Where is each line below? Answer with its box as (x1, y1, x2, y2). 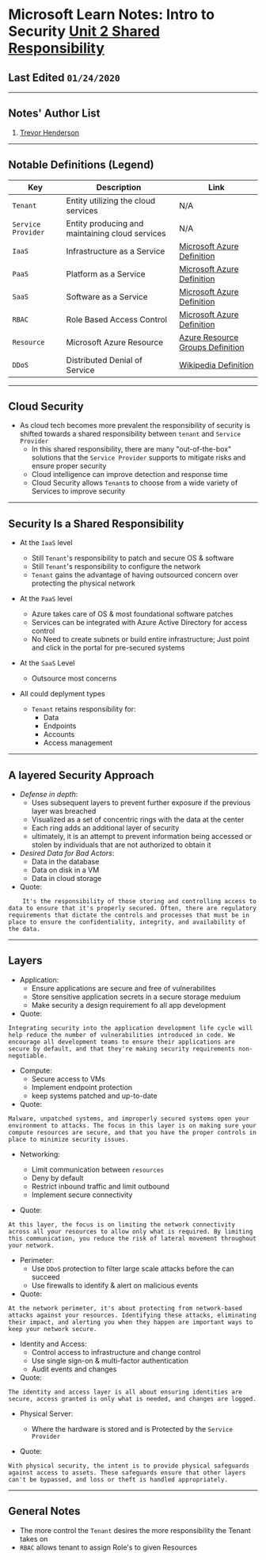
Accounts (43, 730, 75, 739)
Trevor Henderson (19, 128, 80, 137)
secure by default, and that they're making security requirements (8, 1044, 236, 1053)
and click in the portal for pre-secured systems (31, 643, 185, 653)
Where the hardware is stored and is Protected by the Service (31, 1424, 234, 1433)
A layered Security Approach (8, 769, 154, 782)
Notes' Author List (8, 107, 101, 120)
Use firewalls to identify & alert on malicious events (31, 1280, 199, 1290)
